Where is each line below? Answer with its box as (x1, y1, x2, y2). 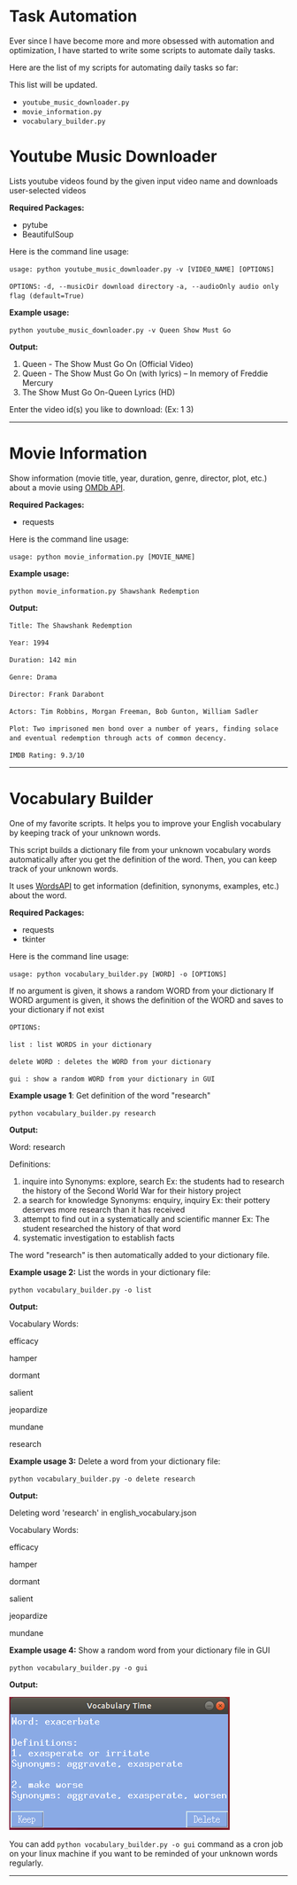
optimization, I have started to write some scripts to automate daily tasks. (9, 44, 276, 55)
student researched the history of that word (21, 1223, 181, 1233)
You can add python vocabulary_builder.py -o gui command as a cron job (9, 1838, 284, 1850)
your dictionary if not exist (9, 1004, 104, 1014)
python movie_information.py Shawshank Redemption (9, 587, 200, 596)
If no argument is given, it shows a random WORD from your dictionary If (9, 985, 274, 996)
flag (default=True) (9, 291, 86, 301)
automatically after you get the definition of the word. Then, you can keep (9, 854, 278, 864)
